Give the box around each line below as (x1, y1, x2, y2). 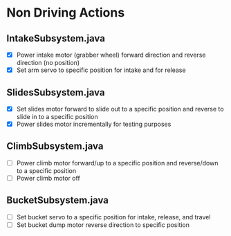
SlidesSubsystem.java (6, 87, 105, 98)
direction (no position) (16, 59, 80, 67)
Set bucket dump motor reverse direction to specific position (16, 220, 190, 229)
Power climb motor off (16, 174, 80, 182)
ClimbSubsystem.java (6, 140, 104, 152)
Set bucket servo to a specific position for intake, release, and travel (16, 212, 211, 221)
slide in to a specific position (16, 113, 98, 120)
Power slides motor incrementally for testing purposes (16, 120, 172, 128)
